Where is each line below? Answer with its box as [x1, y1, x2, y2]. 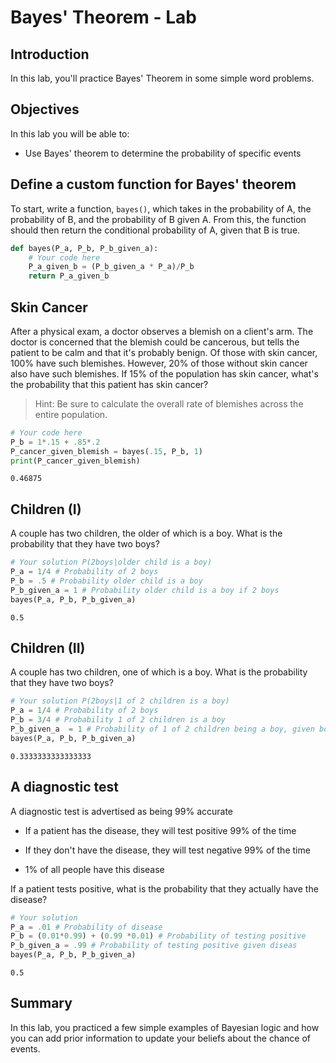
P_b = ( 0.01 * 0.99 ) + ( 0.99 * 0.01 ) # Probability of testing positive [10, 931, 307, 941]
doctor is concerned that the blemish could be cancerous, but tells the [10, 336, 300, 348]
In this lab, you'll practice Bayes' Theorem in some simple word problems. [10, 72, 315, 84]
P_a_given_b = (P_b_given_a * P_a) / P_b [28, 262, 195, 272]
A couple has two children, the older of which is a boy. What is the [10, 527, 283, 540]
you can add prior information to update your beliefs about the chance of [10, 1032, 311, 1044]
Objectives [10, 101, 80, 118]
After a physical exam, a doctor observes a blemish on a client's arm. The [10, 325, 314, 337]
